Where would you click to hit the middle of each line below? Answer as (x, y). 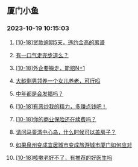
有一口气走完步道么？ (42, 55)
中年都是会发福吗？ (39, 93)
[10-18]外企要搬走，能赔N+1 (50, 68)
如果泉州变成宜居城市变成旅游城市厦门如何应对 (74, 145)
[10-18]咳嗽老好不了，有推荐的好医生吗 (64, 157)
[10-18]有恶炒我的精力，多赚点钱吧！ (61, 106)
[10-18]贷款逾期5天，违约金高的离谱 (60, 42)
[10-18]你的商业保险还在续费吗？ (56, 119)
